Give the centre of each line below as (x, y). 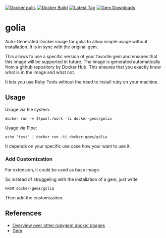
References (23, 213)
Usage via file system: (28, 109)
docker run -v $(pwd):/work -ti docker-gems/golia (58, 119)
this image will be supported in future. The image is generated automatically (83, 62)
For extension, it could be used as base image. (53, 170)
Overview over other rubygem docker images (58, 225)
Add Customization (29, 159)
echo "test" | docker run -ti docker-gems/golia (56, 137)
